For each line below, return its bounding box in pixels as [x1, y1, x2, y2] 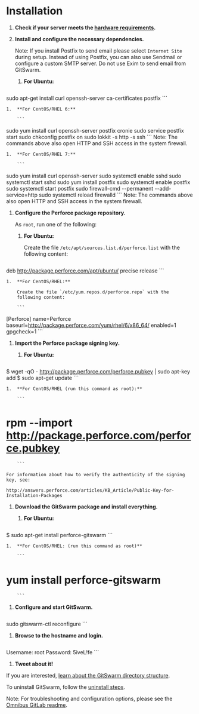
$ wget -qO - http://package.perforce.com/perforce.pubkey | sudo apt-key [6, 367, 191, 375]
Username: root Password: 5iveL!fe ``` [6, 648, 99, 655]
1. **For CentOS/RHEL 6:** [6, 106, 76, 112]
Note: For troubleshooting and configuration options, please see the [6, 695, 173, 702]
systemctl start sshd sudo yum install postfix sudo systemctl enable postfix [6, 178, 191, 186]
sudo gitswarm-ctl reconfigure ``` [6, 620, 88, 627]
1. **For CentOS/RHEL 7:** [6, 151, 76, 157]
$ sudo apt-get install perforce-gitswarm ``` [6, 531, 113, 538]
